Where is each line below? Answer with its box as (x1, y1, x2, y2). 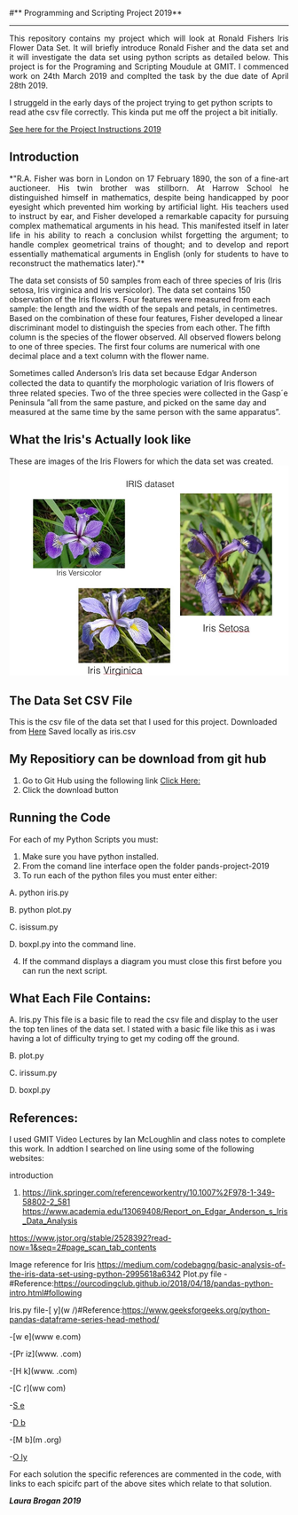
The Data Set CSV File (9, 693, 133, 708)
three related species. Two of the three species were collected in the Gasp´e (9, 388, 288, 398)
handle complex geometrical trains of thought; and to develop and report (9, 239, 289, 249)
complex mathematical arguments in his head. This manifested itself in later (9, 220, 289, 231)
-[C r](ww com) (9, 1383, 67, 1393)
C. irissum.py (9, 1068, 58, 1079)
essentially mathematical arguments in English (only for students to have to (9, 248, 289, 259)
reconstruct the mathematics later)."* (9, 257, 145, 269)
